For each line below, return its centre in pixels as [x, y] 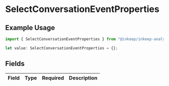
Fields [15, 64]
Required [53, 77]
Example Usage [30, 28]
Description [83, 77]
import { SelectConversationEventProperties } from [60, 39]
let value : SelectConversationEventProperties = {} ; [62, 48]
